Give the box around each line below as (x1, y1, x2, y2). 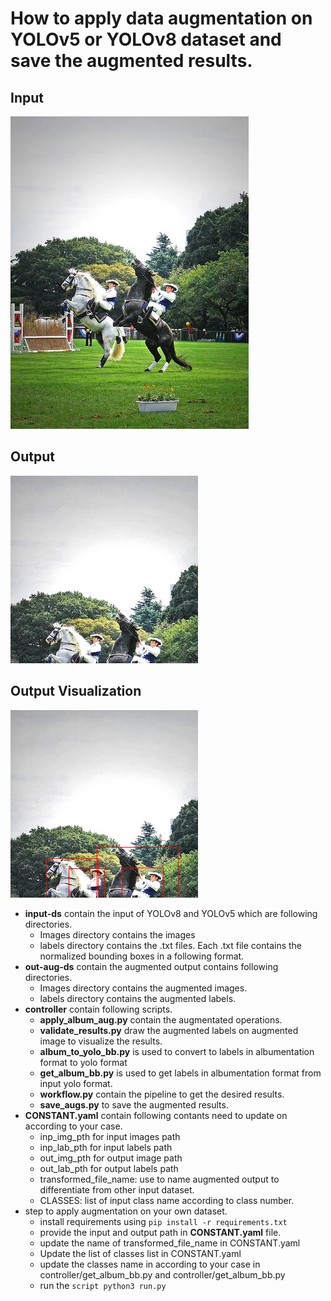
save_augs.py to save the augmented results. (39, 1098, 229, 1111)
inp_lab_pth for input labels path (39, 1141, 173, 1153)
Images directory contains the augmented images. (39, 982, 248, 994)
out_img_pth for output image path (39, 1152, 183, 1164)
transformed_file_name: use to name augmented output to (39, 1173, 280, 1185)
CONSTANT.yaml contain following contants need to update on (24, 1109, 288, 1121)
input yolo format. (39, 1077, 113, 1089)
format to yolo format (39, 1056, 128, 1068)
